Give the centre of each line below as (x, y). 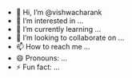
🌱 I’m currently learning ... (58, 29)
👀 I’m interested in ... (50, 21)
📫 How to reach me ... (53, 47)
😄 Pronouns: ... (42, 58)
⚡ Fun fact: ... (38, 67)
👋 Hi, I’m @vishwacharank (59, 12)
